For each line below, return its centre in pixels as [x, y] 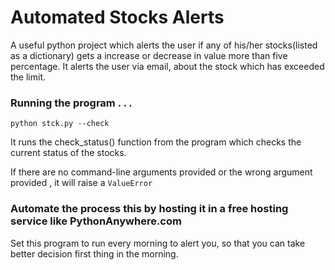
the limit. [28, 77]
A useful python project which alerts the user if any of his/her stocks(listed [164, 45]
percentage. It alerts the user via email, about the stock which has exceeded [167, 66]
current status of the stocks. [68, 153]
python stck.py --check [60, 124]
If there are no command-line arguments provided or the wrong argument [161, 172]
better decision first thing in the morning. [94, 253]
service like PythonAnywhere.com [96, 221]
